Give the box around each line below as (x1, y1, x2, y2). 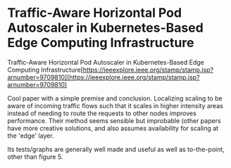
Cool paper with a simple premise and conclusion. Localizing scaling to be (7, 93, 223, 103)
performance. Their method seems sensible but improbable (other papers (7, 116, 221, 124)
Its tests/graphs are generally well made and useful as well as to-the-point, (7, 145, 225, 153)
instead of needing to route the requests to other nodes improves (7, 109, 197, 117)
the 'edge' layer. (7, 131, 54, 140)
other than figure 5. (7, 153, 63, 161)
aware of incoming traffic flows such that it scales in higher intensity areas (7, 101, 223, 110)
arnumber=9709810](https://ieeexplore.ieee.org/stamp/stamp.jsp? (7, 72, 200, 82)
